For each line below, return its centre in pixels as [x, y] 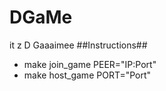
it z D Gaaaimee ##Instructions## [78, 45]
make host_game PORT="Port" [87, 75]
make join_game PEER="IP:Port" [90, 64]
